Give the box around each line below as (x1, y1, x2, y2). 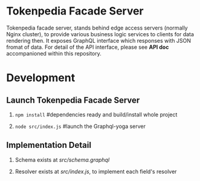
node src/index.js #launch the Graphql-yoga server (15, 122, 146, 130)
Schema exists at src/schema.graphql (15, 156, 110, 164)
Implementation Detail (6, 140, 92, 150)
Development (6, 71, 76, 85)
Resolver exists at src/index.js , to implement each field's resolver (15, 168, 177, 175)
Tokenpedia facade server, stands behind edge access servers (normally (6, 24, 189, 31)
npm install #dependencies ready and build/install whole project (15, 110, 178, 118)
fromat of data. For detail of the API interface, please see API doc (6, 43, 169, 51)
